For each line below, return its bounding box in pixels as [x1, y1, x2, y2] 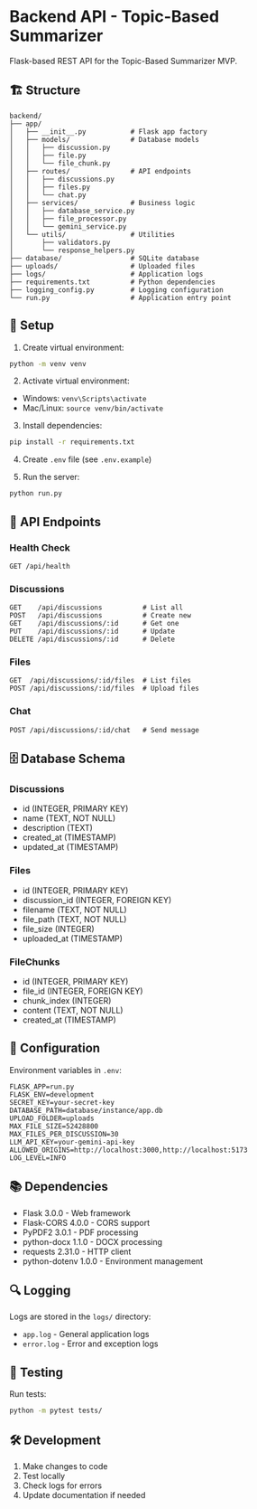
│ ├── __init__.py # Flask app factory [9, 127, 207, 137]
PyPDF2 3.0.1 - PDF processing [22, 1227, 139, 1238]
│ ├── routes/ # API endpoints [9, 166, 192, 175]
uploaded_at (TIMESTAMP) [22, 933, 124, 944]
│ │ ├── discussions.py [9, 174, 115, 184]
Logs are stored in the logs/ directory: [9, 1311, 151, 1322]
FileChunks [9, 956, 60, 968]
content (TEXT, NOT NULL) [22, 1005, 124, 1016]
